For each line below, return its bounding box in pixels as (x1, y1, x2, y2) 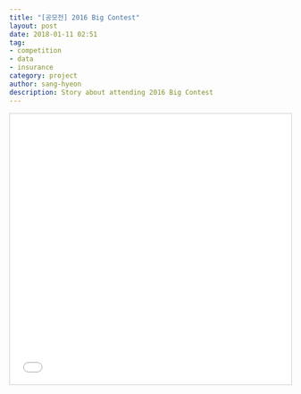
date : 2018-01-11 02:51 (9, 29, 98, 38)
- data (9, 54, 34, 63)
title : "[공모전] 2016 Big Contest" (9, 13, 140, 22)
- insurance (9, 63, 54, 72)
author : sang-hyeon (9, 80, 82, 88)
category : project (9, 71, 78, 80)
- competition (9, 46, 63, 55)
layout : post (9, 21, 58, 30)
